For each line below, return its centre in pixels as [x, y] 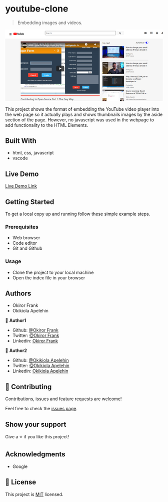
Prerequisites [22, 227]
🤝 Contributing [28, 387]
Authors [18, 293]
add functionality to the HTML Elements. [47, 125]
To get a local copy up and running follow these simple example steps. [78, 214]
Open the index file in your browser [49, 278]
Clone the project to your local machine [53, 272]
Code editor [25, 243]
